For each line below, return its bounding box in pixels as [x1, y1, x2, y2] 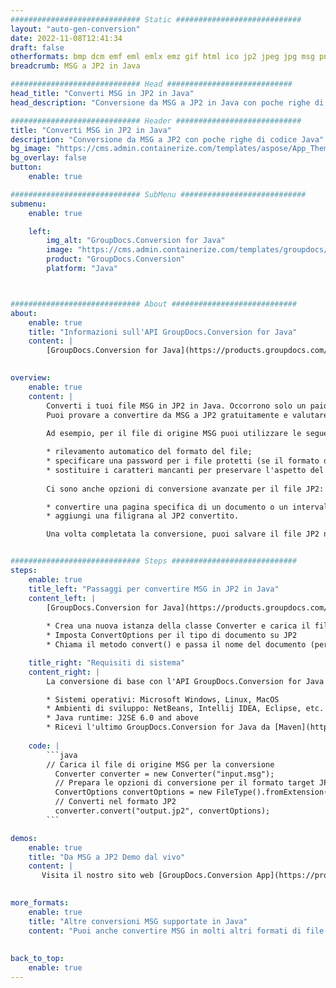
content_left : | [28, 593, 97, 603]
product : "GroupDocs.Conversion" [46, 254, 186, 265]
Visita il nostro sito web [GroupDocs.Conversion [41, 871, 253, 881]
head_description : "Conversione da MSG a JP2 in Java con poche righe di [10, 97, 325, 108]
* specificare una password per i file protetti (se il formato [46, 456, 320, 466]
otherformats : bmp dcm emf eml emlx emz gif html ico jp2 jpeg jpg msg [10, 52, 315, 62]
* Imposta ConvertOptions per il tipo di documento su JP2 [46, 631, 298, 641]
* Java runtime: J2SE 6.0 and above [46, 713, 199, 723]
